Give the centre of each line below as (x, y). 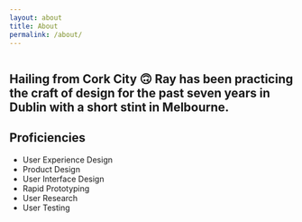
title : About (34, 26)
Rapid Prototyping (56, 188)
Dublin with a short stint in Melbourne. (119, 107)
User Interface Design (63, 179)
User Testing (46, 208)
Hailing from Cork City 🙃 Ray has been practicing (151, 79)
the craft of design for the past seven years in (140, 92)
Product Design (51, 169)
